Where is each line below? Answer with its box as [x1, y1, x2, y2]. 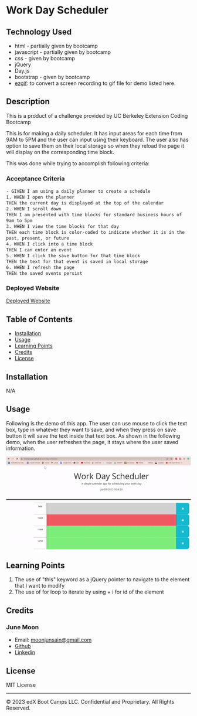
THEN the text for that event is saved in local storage [6, 259, 148, 265]
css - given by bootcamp [14, 55, 75, 62]
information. [6, 445, 36, 452]
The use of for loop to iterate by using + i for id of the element [14, 588, 164, 595]
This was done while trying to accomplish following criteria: [6, 159, 150, 167]
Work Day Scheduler [6, 4, 108, 17]
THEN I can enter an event [6, 247, 72, 253]
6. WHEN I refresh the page [6, 265, 75, 271]
